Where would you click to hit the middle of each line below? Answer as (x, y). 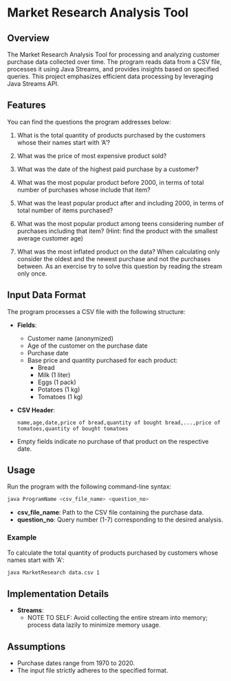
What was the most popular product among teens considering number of (120, 223)
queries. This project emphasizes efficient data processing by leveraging (110, 76)
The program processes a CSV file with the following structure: (96, 311)
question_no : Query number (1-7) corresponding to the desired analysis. (120, 520)
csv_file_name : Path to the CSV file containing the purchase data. (110, 513)
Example (22, 537)
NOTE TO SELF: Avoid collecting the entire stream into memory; (118, 618)
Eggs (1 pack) (57, 382)
